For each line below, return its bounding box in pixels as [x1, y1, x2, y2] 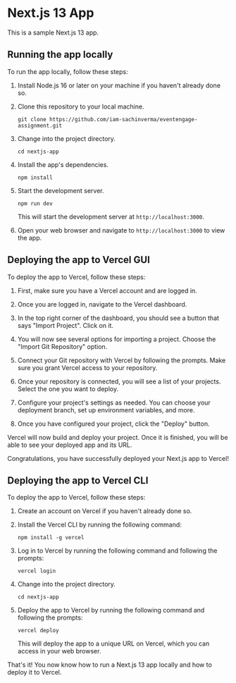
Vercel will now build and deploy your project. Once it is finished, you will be [7, 433, 228, 441]
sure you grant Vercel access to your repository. [17, 363, 158, 371]
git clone [17, 116, 47, 123]
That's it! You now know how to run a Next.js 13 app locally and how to [7, 660, 213, 669]
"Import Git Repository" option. [17, 342, 108, 350]
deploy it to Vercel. [7, 668, 62, 677]
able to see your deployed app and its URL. [7, 441, 132, 449]
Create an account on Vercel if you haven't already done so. [17, 507, 192, 515]
